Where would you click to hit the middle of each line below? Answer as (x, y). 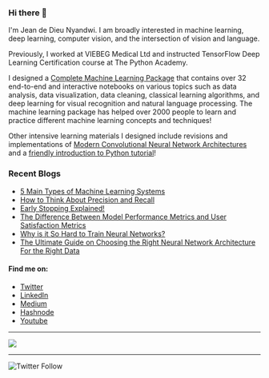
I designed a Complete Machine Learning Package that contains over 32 (127, 78)
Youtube (34, 320)
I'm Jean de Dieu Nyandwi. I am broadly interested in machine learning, (126, 30)
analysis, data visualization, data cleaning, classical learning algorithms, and (134, 95)
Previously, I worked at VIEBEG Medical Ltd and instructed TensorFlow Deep (134, 54)
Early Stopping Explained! (62, 208)
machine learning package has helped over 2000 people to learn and (122, 112)
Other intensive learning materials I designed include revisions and (118, 136)
